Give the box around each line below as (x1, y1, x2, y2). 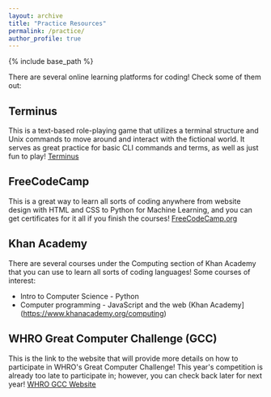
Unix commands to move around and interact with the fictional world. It (8, 134, 245, 144)
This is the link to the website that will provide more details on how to (8, 353, 239, 363)
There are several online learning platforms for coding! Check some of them (8, 72, 261, 82)
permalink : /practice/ (8, 27, 85, 35)
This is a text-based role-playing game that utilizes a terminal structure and (8, 126, 259, 136)
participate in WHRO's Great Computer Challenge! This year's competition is (8, 361, 263, 372)
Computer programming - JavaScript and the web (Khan (19, 300, 209, 310)
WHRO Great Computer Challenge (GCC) (8, 332, 218, 346)
